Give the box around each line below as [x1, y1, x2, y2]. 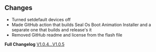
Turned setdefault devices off [11, 16, 71, 22]
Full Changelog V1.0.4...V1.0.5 [4, 41, 65, 47]
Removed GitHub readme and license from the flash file [11, 32, 123, 38]
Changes [4, 4, 32, 12]
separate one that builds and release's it [11, 26, 92, 33]
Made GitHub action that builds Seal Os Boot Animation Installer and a [11, 22, 151, 27]
